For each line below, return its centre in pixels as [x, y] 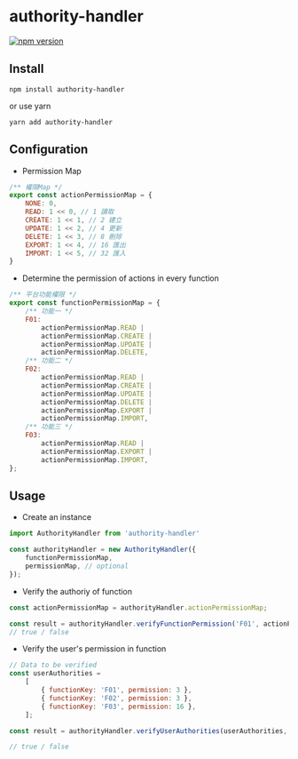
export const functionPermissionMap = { [85, 303]
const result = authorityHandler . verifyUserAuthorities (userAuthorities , [149, 731]
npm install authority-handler [67, 89]
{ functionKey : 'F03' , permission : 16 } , [119, 707]
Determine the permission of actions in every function [121, 278]
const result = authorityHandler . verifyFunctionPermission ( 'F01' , [134, 624]
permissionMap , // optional [77, 566]
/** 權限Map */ [36, 187]
